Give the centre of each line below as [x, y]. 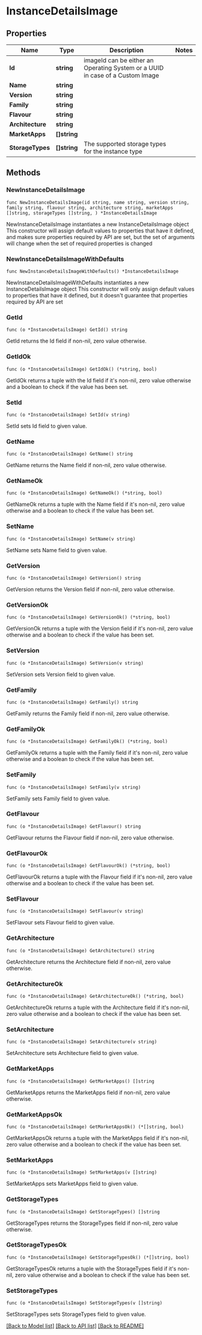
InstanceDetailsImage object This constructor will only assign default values [100, 289]
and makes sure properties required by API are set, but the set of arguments [100, 237]
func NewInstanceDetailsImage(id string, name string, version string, [98, 202]
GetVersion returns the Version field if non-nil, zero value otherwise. [90, 590]
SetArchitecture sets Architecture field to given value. [72, 1053]
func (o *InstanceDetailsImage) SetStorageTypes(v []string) [84, 1303]
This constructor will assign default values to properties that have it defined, [101, 231]
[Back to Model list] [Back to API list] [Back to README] [75, 1326]
